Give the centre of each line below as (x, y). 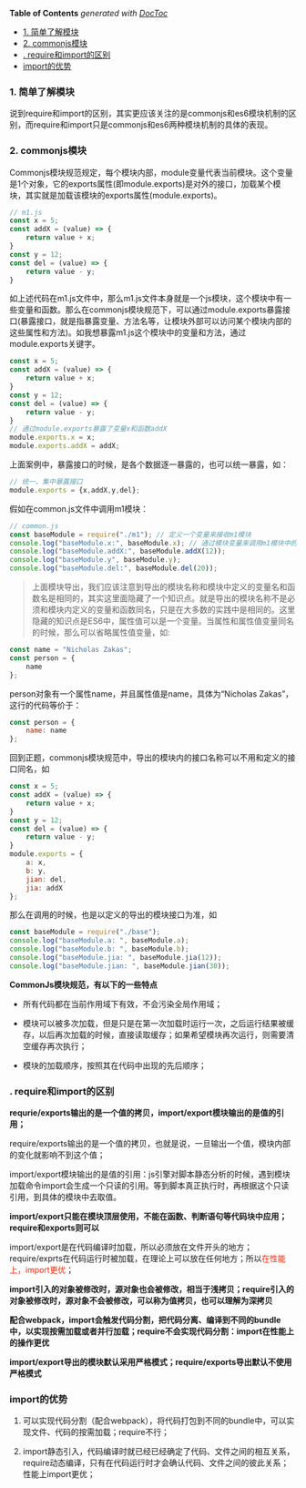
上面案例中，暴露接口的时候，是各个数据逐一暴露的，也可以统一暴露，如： (149, 464)
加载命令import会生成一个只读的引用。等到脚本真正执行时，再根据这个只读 (149, 1186)
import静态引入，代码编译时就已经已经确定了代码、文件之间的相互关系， (158, 1452)
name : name (46, 731)
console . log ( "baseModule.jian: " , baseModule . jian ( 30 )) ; (120, 966)
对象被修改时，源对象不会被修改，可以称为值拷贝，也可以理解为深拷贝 (141, 1300)
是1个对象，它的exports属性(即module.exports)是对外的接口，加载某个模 (145, 183)
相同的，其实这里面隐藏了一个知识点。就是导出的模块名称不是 (172, 598)
